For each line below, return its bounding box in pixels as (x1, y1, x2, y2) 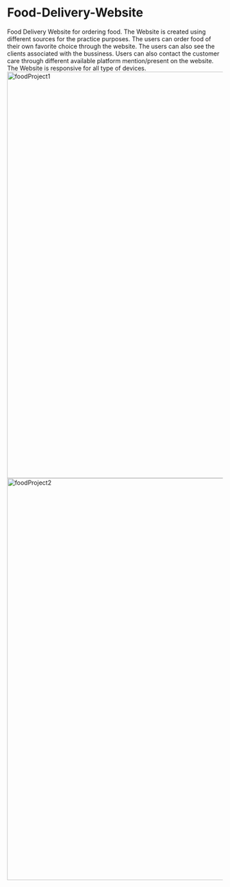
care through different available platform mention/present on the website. (7, 56, 214, 65)
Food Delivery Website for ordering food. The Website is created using (7, 27, 206, 36)
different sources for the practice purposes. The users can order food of (7, 34, 212, 43)
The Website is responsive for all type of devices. (7, 64, 146, 72)
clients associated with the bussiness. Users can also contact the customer (7, 49, 220, 58)
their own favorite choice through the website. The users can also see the (7, 42, 215, 50)
